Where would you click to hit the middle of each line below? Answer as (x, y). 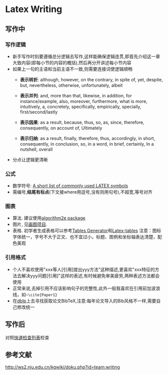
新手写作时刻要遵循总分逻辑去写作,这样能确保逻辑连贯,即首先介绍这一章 (86, 56)
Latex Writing (34, 9)
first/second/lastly (39, 112)
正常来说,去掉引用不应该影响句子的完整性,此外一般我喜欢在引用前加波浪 (86, 288)
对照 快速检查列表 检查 (27, 337)
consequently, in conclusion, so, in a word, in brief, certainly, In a (87, 144)
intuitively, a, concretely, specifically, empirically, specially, (80, 106)
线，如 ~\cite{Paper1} (35, 294)
